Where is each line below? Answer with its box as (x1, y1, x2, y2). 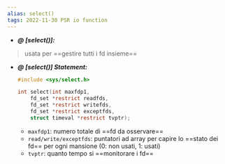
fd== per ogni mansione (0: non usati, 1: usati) (27, 142, 161, 150)
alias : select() (7, 10, 55, 17)
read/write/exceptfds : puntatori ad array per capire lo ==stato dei (27, 134, 219, 142)
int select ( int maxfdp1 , (17, 88, 90, 96)
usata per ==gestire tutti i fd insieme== (24, 49, 138, 58)
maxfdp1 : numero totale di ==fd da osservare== (27, 126, 164, 136)
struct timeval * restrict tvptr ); (30, 114, 131, 122)
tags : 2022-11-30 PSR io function (7, 17, 108, 24)
